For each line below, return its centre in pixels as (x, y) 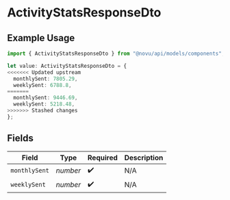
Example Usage (41, 38)
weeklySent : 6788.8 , (42, 85)
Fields (21, 138)
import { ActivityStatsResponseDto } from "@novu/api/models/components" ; (116, 53)
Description (144, 158)
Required (103, 158)
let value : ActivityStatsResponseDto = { (67, 66)
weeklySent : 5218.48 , (44, 104)
